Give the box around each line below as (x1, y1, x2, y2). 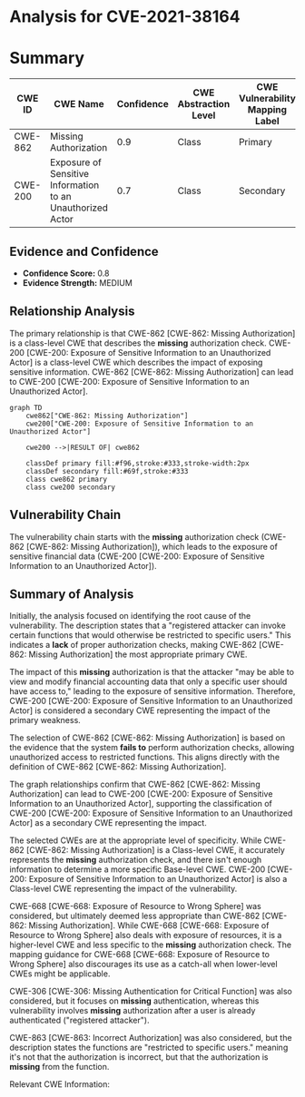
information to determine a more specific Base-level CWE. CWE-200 (9, 864, 266, 875)
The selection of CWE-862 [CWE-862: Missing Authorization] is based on (9, 732, 286, 743)
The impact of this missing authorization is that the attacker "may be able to (9, 667, 295, 678)
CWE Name (54, 98, 104, 111)
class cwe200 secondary (25, 483, 116, 492)
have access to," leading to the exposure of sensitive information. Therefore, (9, 686, 296, 697)
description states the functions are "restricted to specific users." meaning (9, 1042, 289, 1053)
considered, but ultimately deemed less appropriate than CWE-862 (9, 910, 261, 922)
